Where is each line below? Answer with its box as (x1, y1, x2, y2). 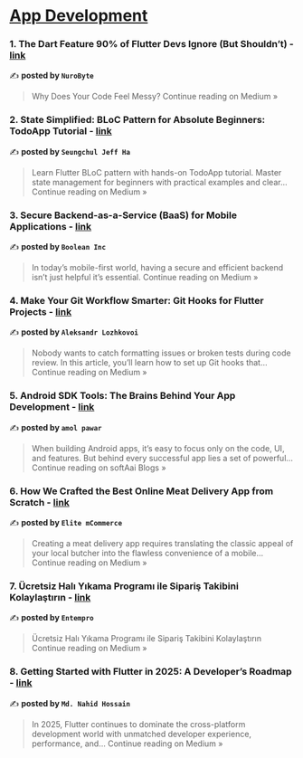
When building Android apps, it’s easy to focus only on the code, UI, (31, 442, 285, 453)
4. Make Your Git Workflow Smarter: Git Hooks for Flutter (9, 295, 264, 307)
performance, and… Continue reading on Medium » (31, 738, 223, 749)
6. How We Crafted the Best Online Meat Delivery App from (9, 485, 274, 497)
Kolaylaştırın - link (9, 591, 91, 603)
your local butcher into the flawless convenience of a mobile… (31, 547, 264, 558)
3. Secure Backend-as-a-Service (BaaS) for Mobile (9, 209, 238, 222)
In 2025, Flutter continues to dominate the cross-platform (31, 718, 246, 729)
